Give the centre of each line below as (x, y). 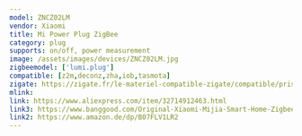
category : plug (38, 42)
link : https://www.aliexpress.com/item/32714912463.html (118, 101)
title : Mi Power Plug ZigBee (64, 34)
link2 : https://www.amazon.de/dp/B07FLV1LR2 (94, 117)
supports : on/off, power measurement (80, 51)
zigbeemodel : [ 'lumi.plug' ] (62, 68)
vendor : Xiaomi (38, 26)
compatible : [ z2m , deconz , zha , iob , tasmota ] (90, 76)
